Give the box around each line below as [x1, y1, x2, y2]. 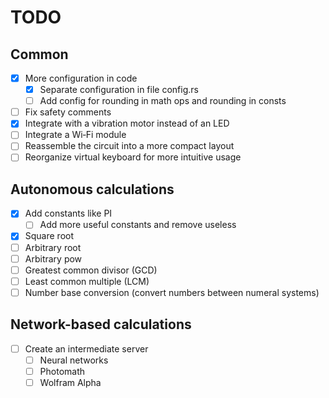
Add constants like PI [24, 207, 113, 220]
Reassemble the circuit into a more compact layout [24, 140, 235, 152]
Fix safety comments [24, 106, 112, 118]
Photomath [39, 365, 86, 377]
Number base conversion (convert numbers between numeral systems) [24, 286, 320, 298]
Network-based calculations [10, 316, 192, 333]
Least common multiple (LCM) [24, 275, 150, 287]
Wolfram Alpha [39, 376, 102, 388]
